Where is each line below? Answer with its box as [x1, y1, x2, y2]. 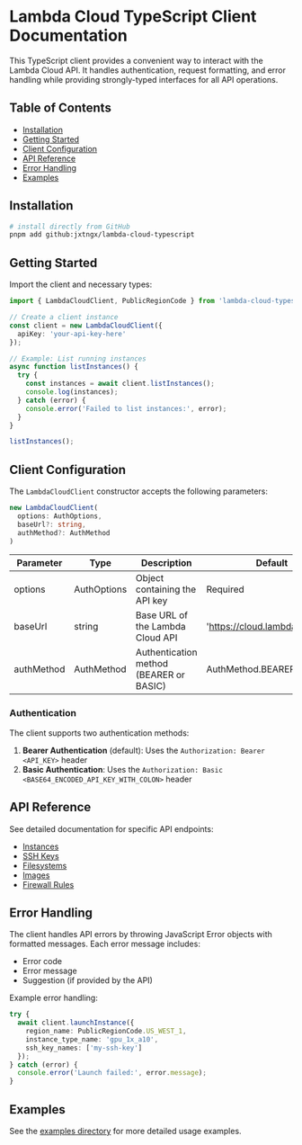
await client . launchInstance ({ [17, 1018, 135, 1027]
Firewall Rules [22, 879, 75, 890]
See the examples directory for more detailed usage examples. [9, 1126, 242, 1137]
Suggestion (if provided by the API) [22, 975, 153, 986]
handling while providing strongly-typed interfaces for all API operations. [9, 74, 279, 85]
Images [22, 870, 50, 881]
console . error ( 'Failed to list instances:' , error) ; [25, 404, 227, 413]
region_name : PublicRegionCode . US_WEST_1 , [25, 1027, 187, 1036]
